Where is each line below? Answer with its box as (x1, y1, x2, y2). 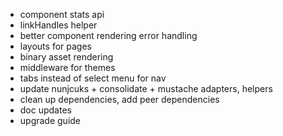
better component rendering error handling (19, 30, 198, 41)
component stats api (19, 9, 105, 20)
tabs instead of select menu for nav (19, 72, 167, 84)
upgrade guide (19, 115, 82, 126)
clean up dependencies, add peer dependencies (19, 94, 220, 105)
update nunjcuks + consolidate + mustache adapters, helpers (19, 83, 273, 94)
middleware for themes (19, 62, 116, 73)
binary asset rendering (19, 51, 114, 63)
